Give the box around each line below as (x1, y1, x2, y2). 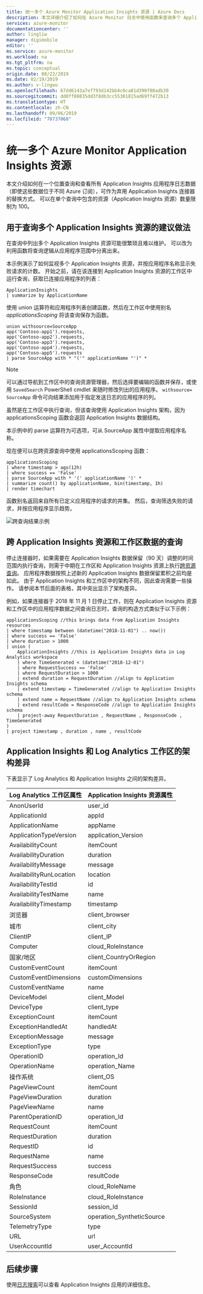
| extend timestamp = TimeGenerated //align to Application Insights (17, 685, 196, 692)
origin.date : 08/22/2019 (6, 71, 69, 77)
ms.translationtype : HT (6, 99, 66, 105)
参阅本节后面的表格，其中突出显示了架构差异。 (23, 584, 140, 592)
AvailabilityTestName (9, 890, 69, 898)
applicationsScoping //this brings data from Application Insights (6, 617, 180, 623)
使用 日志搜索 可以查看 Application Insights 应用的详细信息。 (6, 1281, 154, 1289)
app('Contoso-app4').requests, (6, 345, 85, 351)
